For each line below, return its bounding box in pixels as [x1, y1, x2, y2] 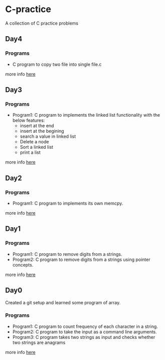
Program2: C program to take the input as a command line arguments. [12, 328, 157, 335]
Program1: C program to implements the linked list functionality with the [12, 112, 160, 118]
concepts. [12, 261, 34, 267]
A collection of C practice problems [5, 20, 79, 26]
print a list [20, 149, 41, 155]
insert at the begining [20, 128, 64, 134]
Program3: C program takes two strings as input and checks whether [12, 334, 155, 340]
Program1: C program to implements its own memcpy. [12, 200, 123, 206]
